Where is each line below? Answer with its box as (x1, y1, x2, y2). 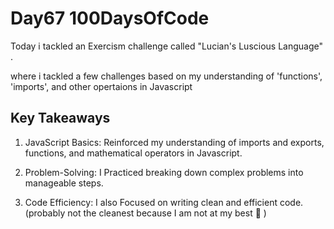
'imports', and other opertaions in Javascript (10, 80, 193, 92)
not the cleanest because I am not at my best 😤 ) (67, 207, 267, 219)
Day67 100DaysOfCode (10, 7, 210, 30)
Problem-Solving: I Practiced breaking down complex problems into (24, 166, 304, 178)
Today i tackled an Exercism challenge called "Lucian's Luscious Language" (10, 40, 324, 52)
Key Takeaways (10, 110, 111, 127)
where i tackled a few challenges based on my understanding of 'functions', (10, 70, 323, 82)
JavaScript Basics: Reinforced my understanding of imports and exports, (24, 136, 325, 148)
